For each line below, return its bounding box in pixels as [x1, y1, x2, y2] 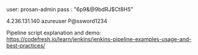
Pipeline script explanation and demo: [6, 29, 101, 36]
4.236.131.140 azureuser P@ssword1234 [6, 18, 108, 24]
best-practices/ [6, 42, 46, 49]
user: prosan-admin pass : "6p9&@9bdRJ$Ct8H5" [6, 6, 134, 13]
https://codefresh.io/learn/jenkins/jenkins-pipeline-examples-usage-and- [6, 36, 192, 42]
